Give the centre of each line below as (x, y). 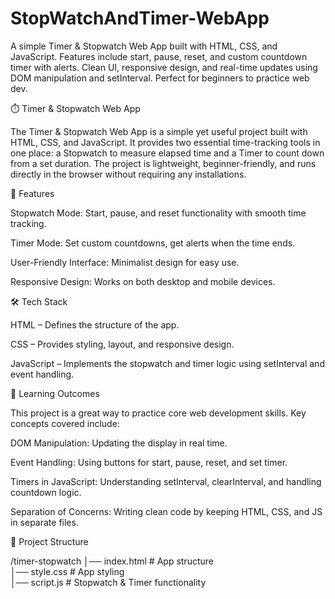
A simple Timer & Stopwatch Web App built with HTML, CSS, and (144, 46)
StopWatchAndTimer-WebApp (140, 18)
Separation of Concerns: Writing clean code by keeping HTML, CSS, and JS (166, 511)
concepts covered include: (65, 423)
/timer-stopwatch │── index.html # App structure (112, 561)
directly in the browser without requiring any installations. (128, 174)
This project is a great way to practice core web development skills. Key (158, 413)
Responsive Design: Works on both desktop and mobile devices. (143, 281)
